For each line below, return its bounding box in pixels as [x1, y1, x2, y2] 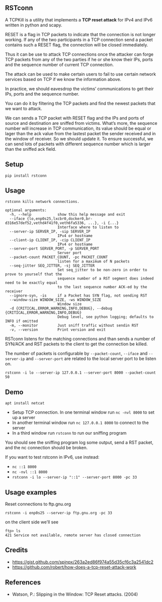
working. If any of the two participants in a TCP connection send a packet [5, 37, 153, 42]
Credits [5, 546, 28, 554]
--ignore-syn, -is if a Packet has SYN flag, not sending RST [9, 293, 147, 298]
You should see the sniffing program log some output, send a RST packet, [5, 440, 154, 445]
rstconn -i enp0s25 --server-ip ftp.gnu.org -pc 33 [5, 511, 112, 516]
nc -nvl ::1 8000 [12, 470, 48, 475]
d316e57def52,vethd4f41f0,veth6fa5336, [5, 221, 86, 226]
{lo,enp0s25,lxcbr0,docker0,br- [26, 217, 93, 221]
